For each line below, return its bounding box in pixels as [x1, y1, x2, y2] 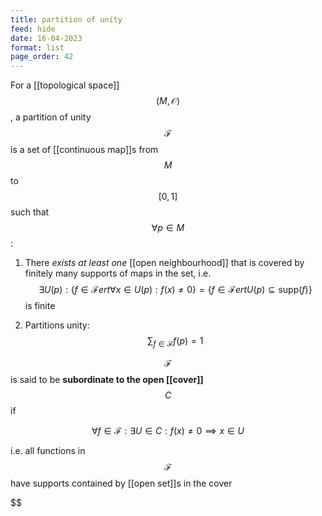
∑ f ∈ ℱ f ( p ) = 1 [147, 335, 204, 349]
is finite [24, 300, 56, 312]
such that [10, 206, 50, 218]
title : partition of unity [10, 14, 123, 25]
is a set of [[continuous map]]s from [10, 144, 159, 156]
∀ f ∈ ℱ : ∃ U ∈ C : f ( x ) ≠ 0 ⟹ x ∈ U [91, 424, 245, 436]
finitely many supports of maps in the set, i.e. [24, 267, 212, 280]
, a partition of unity [10, 111, 92, 123]
